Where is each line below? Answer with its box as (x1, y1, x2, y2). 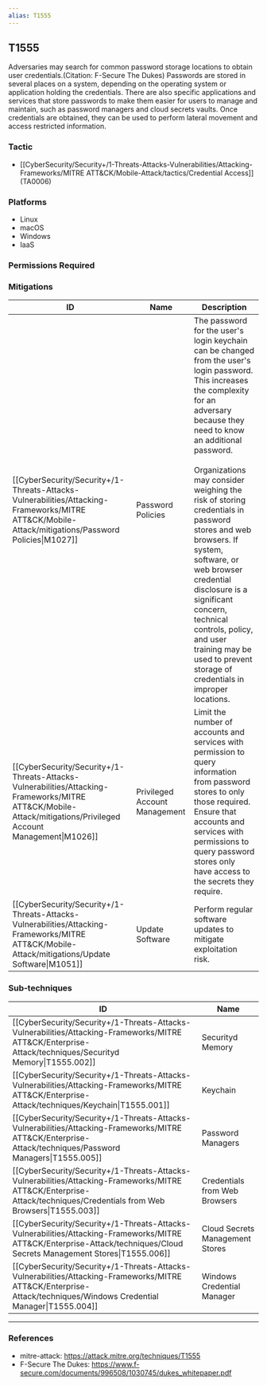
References (8, 1332, 54, 1344)
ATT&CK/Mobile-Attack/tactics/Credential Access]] (86, 168, 254, 178)
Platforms (8, 196, 48, 207)
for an (193, 395, 216, 406)
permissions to (193, 836, 250, 847)
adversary (193, 405, 232, 416)
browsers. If (193, 535, 238, 546)
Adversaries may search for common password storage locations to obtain (8, 62, 253, 72)
